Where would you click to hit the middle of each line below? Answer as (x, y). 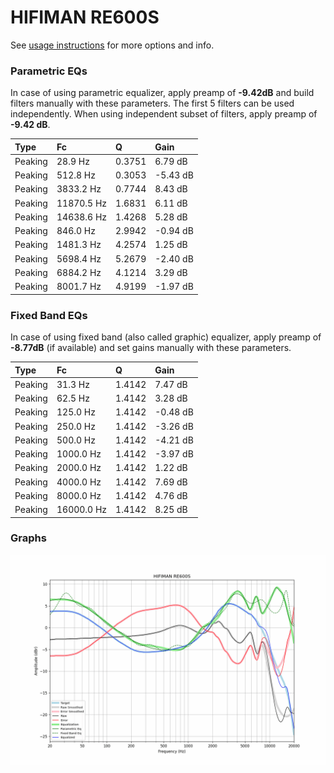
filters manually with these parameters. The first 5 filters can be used (152, 103)
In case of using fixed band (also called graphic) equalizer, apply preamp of (166, 337)
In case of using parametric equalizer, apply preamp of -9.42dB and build (162, 93)
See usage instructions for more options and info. (112, 45)
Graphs (28, 538)
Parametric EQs (49, 71)
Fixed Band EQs (49, 315)
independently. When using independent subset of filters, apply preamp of (164, 114)
